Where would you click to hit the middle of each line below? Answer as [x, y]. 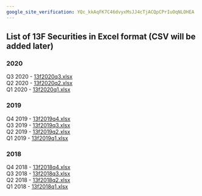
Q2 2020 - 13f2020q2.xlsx [40, 83]
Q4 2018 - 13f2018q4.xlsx [39, 167]
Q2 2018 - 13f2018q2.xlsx [38, 180]
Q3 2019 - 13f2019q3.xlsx [38, 125]
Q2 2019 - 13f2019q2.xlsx [38, 131]
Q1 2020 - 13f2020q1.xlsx [39, 89]
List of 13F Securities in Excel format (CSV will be [101, 37]
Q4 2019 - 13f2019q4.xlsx [39, 119]
